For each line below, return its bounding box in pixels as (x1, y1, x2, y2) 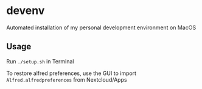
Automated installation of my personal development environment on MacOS (6, 24, 197, 31)
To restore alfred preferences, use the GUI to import (6, 69, 137, 77)
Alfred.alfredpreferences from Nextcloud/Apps (6, 76, 127, 83)
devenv (6, 4, 45, 18)
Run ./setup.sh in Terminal (6, 57, 74, 65)
